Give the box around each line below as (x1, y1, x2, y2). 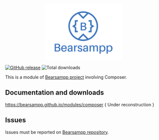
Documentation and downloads (5, 89, 104, 97)
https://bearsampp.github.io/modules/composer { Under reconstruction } (5, 101, 155, 107)
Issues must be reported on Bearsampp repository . (5, 129, 109, 135)
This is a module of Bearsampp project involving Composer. (5, 74, 127, 80)
